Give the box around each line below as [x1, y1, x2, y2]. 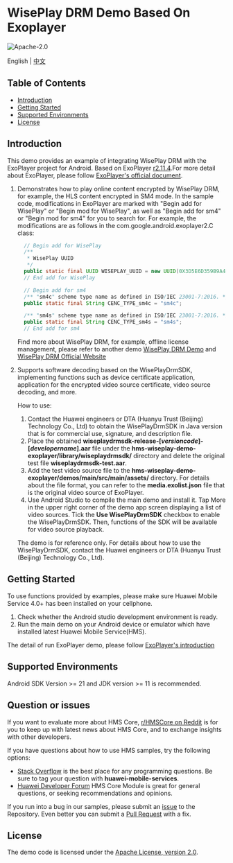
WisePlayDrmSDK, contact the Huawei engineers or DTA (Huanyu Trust [17, 546, 221, 555]
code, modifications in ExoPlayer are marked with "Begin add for [17, 199, 202, 207]
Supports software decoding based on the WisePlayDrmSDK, [17, 366, 193, 374]
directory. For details [150, 473, 210, 482]
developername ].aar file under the [30, 444, 130, 453]
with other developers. [7, 733, 71, 741]
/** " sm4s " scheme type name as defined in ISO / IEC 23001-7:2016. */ [24, 312, 229, 320]
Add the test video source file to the [27, 467, 130, 475]
